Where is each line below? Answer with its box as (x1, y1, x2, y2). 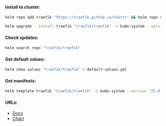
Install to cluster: (5, 4, 41, 10)
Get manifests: (5, 78, 36, 84)
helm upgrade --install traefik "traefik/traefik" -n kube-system (5, 24, 145, 29)
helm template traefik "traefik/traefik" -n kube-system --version (5, 89, 147, 94)
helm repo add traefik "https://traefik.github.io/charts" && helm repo (5, 15, 158, 20)
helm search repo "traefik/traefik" (5, 45, 81, 50)
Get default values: (5, 56, 45, 62)
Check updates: (5, 35, 39, 41)
